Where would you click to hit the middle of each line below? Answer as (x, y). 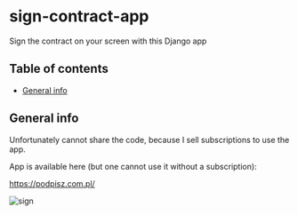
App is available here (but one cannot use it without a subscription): (133, 166)
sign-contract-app (79, 16)
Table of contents (59, 69)
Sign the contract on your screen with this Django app (108, 41)
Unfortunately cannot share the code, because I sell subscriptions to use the (149, 139)
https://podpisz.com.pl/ (52, 183)
